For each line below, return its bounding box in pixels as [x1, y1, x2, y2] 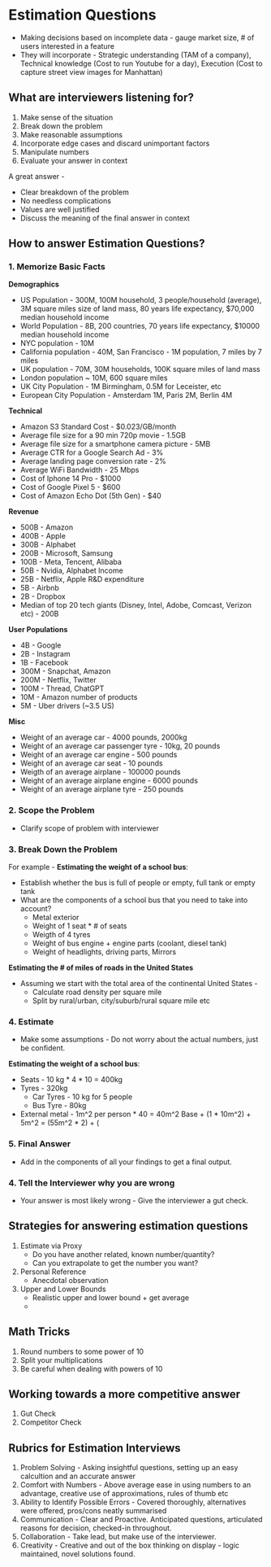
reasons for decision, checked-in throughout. [19, 1523, 172, 1533]
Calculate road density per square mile [32, 987, 162, 997]
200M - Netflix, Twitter [19, 675, 97, 685]
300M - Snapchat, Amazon [19, 666, 111, 676]
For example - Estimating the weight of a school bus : [8, 862, 189, 872]
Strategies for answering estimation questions [8, 1219, 249, 1233]
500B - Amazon [19, 522, 74, 532]
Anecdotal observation [32, 1275, 109, 1285]
